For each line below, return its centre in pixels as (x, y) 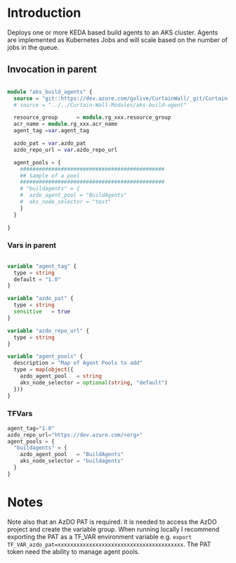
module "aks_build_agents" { (50, 92)
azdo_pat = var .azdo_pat (50, 143)
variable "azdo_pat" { (40, 299)
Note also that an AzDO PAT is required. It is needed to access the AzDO (112, 522)
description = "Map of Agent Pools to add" (78, 363)
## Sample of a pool (50, 176)
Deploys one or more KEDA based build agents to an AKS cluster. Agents (113, 32)
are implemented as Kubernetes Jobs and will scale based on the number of (118, 39)
